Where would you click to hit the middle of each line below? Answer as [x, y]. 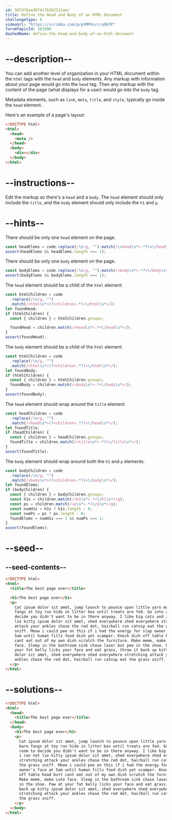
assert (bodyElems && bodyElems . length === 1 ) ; [56, 275]
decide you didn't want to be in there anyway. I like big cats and [89, 617]
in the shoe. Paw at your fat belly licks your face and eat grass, [93, 784]
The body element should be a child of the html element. [64, 347]
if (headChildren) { [27, 433]
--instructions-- [40, 183]
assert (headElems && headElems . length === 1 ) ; [56, 251]
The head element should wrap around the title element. [66, 404]
